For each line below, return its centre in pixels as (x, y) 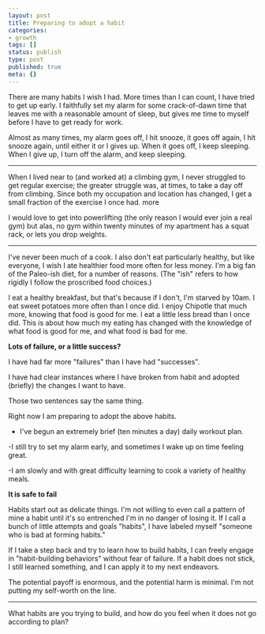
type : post (26, 60)
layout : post (30, 15)
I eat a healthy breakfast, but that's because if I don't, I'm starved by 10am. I (132, 297)
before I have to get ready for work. (66, 122)
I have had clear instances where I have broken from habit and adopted (124, 377)
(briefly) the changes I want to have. (67, 385)
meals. (19, 478)
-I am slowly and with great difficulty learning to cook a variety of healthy (127, 470)
